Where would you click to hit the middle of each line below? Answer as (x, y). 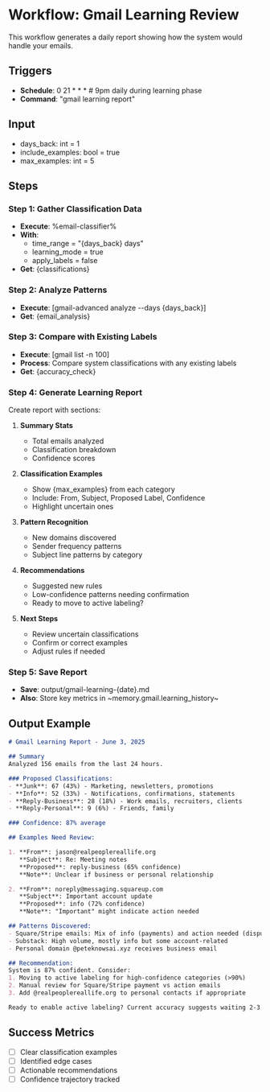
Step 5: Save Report (48, 672)
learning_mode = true (67, 252)
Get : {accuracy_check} (58, 371)
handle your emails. (41, 45)
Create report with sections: (55, 410)
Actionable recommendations (69, 1070)
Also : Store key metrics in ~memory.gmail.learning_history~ (119, 698)
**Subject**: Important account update (86, 896)
